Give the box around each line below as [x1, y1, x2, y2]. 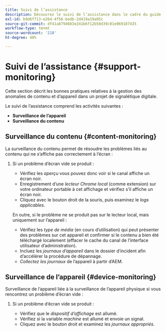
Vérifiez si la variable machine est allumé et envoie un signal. [19, 316, 145, 322]
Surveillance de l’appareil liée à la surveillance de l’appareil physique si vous [5, 286, 161, 292]
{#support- [93, 61, 141, 72]
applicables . [19, 202, 46, 208]
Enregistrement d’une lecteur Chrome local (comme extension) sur [19, 180, 157, 187]
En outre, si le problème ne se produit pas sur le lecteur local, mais [12, 211, 149, 217]
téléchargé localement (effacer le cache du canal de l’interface [19, 237, 149, 243]
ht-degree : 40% [5, 35, 37, 40]
